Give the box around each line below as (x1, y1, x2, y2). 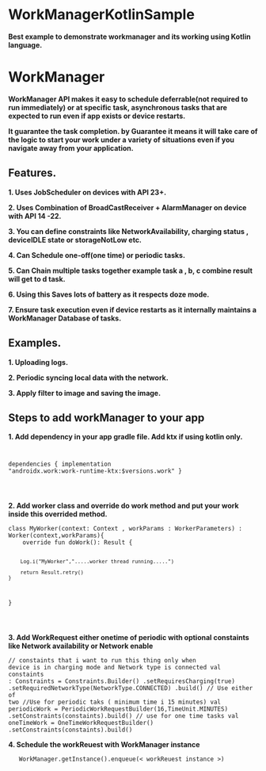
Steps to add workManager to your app (8, 411, 205, 424)
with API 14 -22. (8, 211, 62, 221)
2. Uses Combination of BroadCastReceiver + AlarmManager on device (8, 202, 247, 212)
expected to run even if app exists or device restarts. (8, 111, 186, 121)
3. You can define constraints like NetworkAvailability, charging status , (8, 226, 249, 236)
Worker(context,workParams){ (8, 531, 104, 540)
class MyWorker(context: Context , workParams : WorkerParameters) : (8, 525, 243, 533)
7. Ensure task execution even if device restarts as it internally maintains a (8, 305, 257, 314)
